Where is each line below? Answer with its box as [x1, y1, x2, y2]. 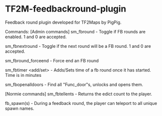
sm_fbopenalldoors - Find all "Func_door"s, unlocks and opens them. [5, 81, 143, 87]
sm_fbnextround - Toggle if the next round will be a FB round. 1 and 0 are [5, 43, 151, 49]
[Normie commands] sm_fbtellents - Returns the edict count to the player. [5, 91, 152, 97]
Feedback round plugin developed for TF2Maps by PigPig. [5, 19, 122, 25]
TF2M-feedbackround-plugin [5, 3, 127, 14]
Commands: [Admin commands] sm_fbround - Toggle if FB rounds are [5, 29, 146, 34]
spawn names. [5, 105, 34, 111]
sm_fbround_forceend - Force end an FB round [5, 58, 99, 63]
